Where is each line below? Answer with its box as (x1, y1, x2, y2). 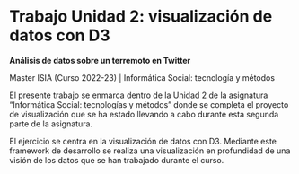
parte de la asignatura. (9, 118, 92, 129)
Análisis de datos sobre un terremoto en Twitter (9, 55, 191, 65)
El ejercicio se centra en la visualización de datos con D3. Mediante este (9, 135, 277, 146)
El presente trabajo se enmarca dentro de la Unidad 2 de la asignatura (9, 90, 268, 100)
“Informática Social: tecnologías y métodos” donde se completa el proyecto (9, 99, 289, 109)
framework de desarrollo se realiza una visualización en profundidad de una (9, 145, 291, 156)
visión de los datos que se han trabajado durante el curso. (9, 154, 224, 165)
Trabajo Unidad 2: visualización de (9, 6, 273, 27)
